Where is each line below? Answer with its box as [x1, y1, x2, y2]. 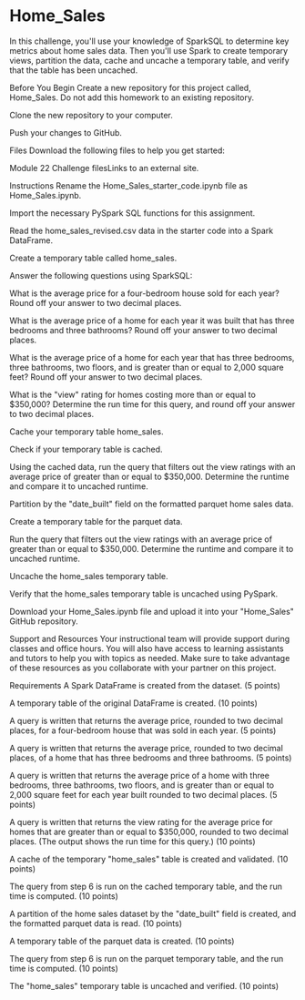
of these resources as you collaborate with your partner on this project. [9, 662, 277, 673]
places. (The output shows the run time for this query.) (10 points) [9, 835, 257, 847]
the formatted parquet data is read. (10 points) [9, 917, 183, 929]
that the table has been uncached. [9, 65, 138, 76]
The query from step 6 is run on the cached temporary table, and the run [9, 881, 282, 892]
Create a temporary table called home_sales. [9, 252, 178, 263]
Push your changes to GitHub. [9, 127, 123, 138]
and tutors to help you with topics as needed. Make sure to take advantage [9, 652, 290, 663]
